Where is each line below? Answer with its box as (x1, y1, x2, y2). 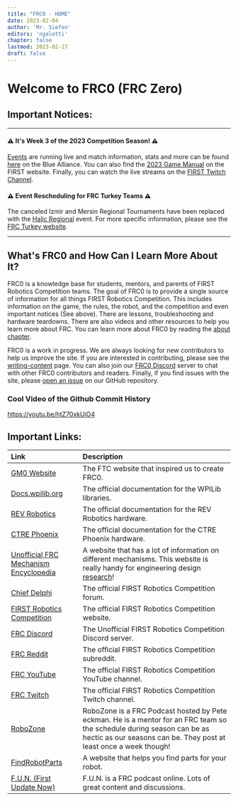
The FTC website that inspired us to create (82, 464, 225, 474)
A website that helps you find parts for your (82, 753, 227, 763)
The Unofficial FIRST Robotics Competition (82, 624, 225, 634)
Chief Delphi (11, 588, 52, 598)
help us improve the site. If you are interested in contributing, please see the (7, 354, 229, 362)
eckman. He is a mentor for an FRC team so (82, 715, 227, 725)
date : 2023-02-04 (7, 17, 59, 24)
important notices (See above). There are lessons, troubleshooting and (7, 310, 214, 318)
